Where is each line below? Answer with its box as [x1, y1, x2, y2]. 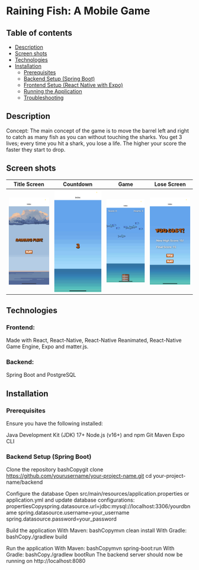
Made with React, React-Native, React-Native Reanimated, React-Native [6, 337, 182, 344]
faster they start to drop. [6, 146, 66, 153]
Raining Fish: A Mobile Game [6, 4, 150, 18]
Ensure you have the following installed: [6, 420, 104, 427]
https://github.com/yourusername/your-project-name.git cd [6, 473, 152, 480]
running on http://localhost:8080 [6, 558, 86, 565]
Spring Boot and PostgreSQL [6, 371, 76, 379]
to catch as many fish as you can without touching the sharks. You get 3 [6, 133, 182, 140]
